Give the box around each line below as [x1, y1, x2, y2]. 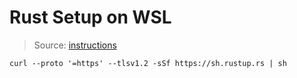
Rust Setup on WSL [9, 6, 172, 29]
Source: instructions [33, 39, 117, 51]
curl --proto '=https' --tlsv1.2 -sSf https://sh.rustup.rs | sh [9, 58, 287, 68]
